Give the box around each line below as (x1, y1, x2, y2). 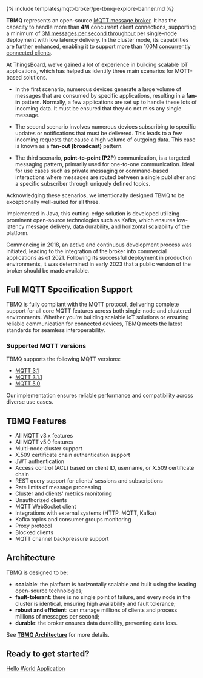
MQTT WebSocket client (15, 503, 76, 510)
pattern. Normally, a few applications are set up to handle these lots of (21, 98, 197, 106)
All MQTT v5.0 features (15, 438, 73, 446)
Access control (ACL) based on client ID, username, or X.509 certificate (15, 464, 195, 471)
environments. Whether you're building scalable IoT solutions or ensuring (6, 313, 189, 320)
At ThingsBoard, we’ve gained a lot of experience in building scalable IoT (6, 61, 188, 68)
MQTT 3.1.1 (15, 373, 42, 381)
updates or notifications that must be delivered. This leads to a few (15, 130, 182, 137)
